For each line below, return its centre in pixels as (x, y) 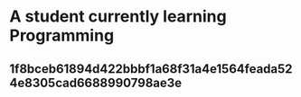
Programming (62, 35)
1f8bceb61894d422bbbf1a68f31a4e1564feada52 (151, 69)
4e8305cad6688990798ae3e (96, 83)
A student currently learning (118, 17)
